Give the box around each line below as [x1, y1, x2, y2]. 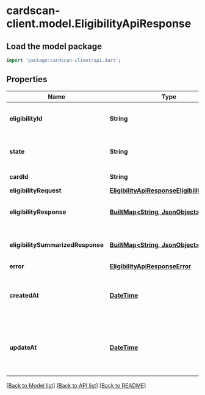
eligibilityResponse [9, 208, 67, 216]
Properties [6, 74, 48, 85]
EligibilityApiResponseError [109, 261, 192, 270]
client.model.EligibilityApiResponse [6, 17, 192, 31]
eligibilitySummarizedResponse [9, 240, 104, 249]
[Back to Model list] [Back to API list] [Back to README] [6, 382, 146, 389]
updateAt [9, 343, 37, 352]
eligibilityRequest [9, 186, 62, 195]
